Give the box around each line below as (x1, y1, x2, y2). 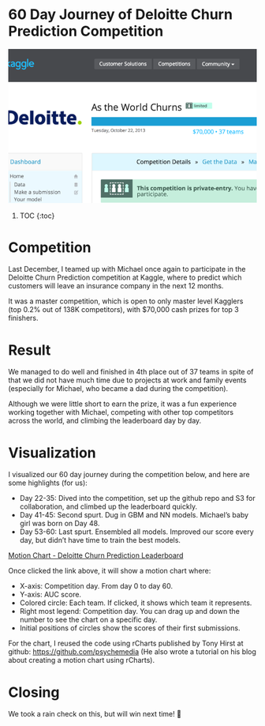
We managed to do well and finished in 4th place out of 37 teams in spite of (8, 367, 254, 377)
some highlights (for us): (8, 478, 88, 487)
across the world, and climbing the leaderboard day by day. (8, 416, 202, 426)
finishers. (8, 314, 39, 323)
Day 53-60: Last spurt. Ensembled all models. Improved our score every (19, 527, 254, 536)
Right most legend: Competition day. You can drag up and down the (19, 607, 241, 616)
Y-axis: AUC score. (19, 590, 81, 600)
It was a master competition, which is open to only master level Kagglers (8, 296, 244, 306)
